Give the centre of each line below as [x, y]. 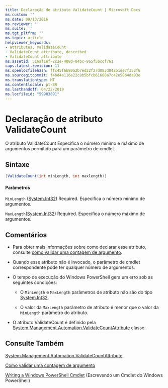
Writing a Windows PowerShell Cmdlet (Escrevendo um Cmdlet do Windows [84, 375]
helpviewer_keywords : [28, 43]
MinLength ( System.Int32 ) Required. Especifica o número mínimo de [75, 199]
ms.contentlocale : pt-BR [31, 84]
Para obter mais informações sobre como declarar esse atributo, [79, 247]
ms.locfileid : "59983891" [32, 94]
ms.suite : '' [19, 29]
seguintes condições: [35, 282]
